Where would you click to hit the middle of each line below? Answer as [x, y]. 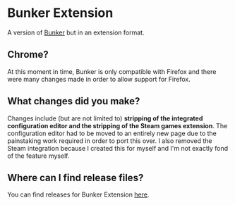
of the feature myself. [38, 156]
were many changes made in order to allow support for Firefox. [99, 79]
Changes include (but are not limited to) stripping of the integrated [105, 118]
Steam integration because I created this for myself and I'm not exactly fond [117, 148]
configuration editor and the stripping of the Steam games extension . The [117, 125]
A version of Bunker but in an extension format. [76, 32]
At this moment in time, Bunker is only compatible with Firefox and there [112, 71]
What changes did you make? [74, 101]
